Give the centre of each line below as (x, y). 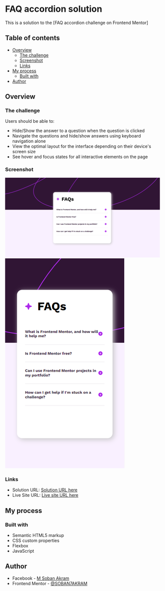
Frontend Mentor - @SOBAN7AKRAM (50, 583)
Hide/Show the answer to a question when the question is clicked (78, 131)
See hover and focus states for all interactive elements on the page (80, 157)
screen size (24, 152)
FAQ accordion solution (54, 9)
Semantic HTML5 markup (38, 536)
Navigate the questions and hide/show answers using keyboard (76, 136)
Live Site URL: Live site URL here (45, 495)
